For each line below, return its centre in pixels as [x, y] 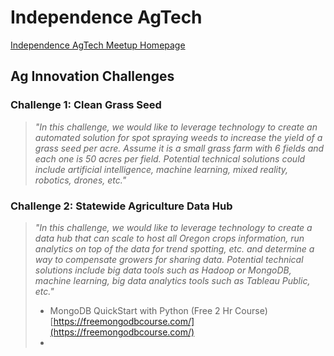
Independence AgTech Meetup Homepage [98, 45]
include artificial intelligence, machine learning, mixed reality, [161, 169]
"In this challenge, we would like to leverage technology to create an [176, 127]
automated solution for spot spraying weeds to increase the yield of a [178, 137]
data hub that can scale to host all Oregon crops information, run [169, 238]
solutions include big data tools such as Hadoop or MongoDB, [163, 270]
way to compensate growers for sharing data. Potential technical [169, 259]
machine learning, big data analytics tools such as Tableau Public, [172, 280]
